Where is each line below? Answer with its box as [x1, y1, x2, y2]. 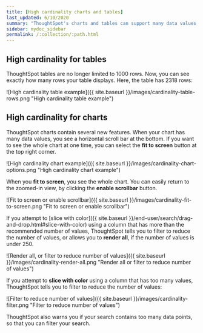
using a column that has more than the [88, 221, 185, 228]
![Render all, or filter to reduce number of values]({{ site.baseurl [6, 252, 165, 259]
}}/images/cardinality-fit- [129, 196, 192, 204]
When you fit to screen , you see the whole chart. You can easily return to [6, 177, 190, 185]
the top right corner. [6, 148, 56, 155]
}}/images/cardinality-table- [125, 88, 196, 95]
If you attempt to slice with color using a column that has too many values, [6, 276, 193, 284]
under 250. [6, 240, 34, 247]
